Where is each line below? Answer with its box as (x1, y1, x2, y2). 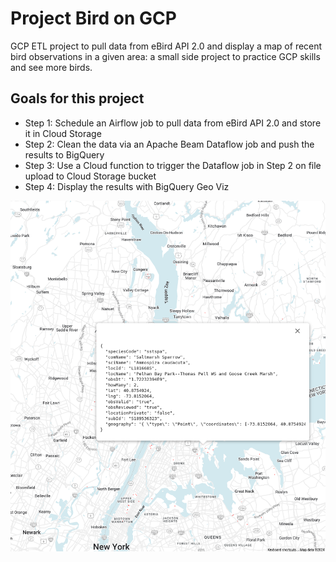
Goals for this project (10, 90, 145, 107)
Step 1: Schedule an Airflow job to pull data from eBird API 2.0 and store (24, 117, 322, 129)
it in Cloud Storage (24, 127, 102, 139)
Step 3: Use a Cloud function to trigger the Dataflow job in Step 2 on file (24, 159, 322, 171)
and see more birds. (10, 61, 93, 73)
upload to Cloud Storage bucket (24, 170, 157, 182)
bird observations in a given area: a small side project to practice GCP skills (10, 50, 321, 62)
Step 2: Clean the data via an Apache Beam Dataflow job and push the (24, 138, 315, 150)
